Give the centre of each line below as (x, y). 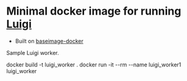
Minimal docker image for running (94, 11)
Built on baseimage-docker (49, 41)
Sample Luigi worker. (33, 52)
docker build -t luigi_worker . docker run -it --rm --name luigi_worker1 (94, 65)
